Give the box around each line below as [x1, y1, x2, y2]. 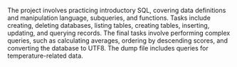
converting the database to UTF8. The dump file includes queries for [7, 44, 209, 52]
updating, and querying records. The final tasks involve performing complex [7, 29, 231, 37]
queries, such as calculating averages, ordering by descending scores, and [7, 36, 228, 45]
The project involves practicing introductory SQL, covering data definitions [7, 6, 226, 14]
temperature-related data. [7, 51, 83, 60]
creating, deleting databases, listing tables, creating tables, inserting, [7, 21, 210, 29]
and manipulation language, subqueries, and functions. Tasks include [7, 14, 211, 22]
